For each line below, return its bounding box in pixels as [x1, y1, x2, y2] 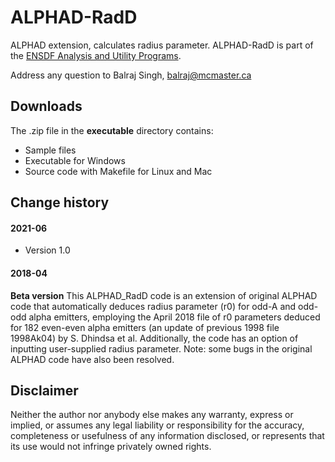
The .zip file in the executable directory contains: [10, 124, 214, 136]
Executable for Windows [24, 154, 126, 166]
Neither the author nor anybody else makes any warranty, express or [10, 409, 294, 421]
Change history [10, 194, 110, 211]
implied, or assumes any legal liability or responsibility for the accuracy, [10, 419, 305, 431]
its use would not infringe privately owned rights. [10, 441, 212, 453]
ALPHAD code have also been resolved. [10, 353, 175, 365]
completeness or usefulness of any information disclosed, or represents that [10, 430, 325, 442]
